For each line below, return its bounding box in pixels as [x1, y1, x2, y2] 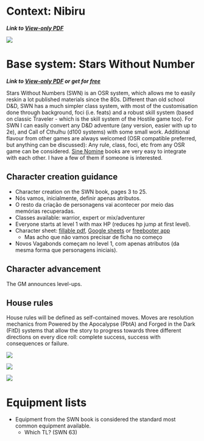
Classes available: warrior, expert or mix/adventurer [15, 213, 146, 221]
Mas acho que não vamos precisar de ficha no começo [24, 233, 163, 240]
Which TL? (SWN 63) [24, 429, 78, 436]
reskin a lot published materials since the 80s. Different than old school [6, 96, 185, 103]
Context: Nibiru [6, 4, 86, 18]
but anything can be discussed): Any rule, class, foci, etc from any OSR [6, 141, 185, 148]
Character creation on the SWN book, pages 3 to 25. [15, 188, 147, 195]
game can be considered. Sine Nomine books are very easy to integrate [6, 148, 187, 155]
